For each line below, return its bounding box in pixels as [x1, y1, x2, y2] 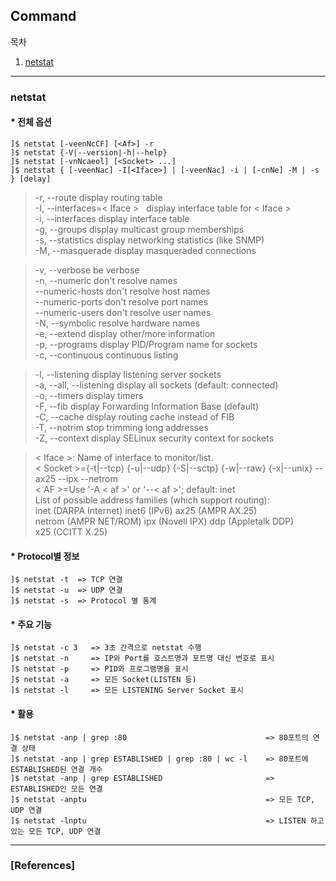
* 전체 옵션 [10, 116, 52, 128]
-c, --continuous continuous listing [34, 349, 179, 361]
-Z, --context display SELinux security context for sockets [34, 432, 275, 444]
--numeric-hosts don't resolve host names [34, 285, 211, 297]
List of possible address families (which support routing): [34, 494, 270, 506]
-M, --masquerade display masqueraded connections [34, 244, 257, 256]
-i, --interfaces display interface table [34, 212, 190, 224]
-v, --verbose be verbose [34, 264, 140, 276]
